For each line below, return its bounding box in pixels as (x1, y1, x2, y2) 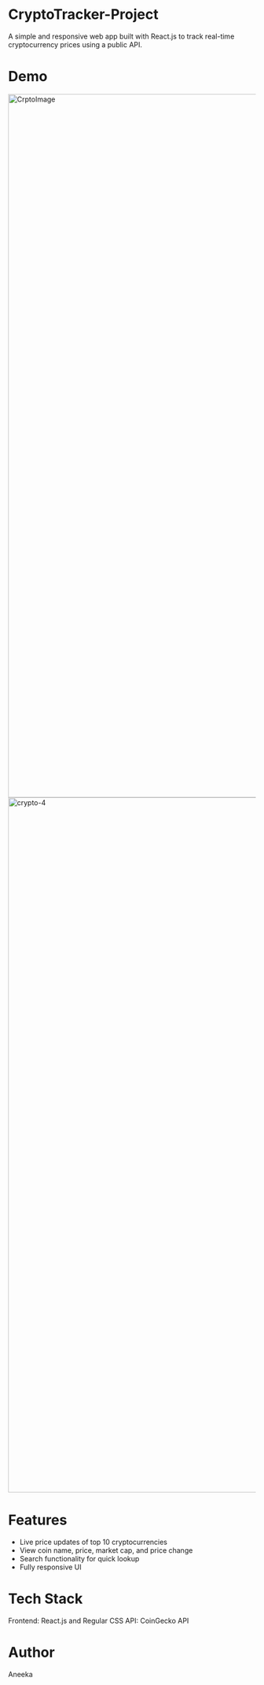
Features (8, 1511, 68, 1529)
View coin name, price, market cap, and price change (19, 1545, 193, 1555)
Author (8, 1643, 55, 1661)
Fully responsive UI (19, 1562, 82, 1572)
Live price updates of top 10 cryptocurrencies (19, 1537, 167, 1546)
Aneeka (8, 1669, 33, 1679)
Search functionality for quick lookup (19, 1554, 140, 1563)
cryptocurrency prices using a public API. (8, 39, 143, 49)
